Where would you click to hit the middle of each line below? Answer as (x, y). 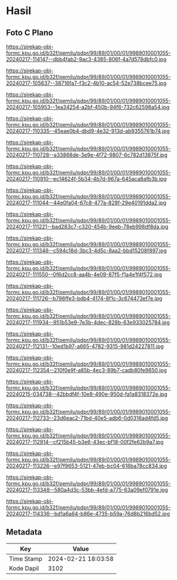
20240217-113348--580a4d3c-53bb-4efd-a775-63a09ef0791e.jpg (87, 490)
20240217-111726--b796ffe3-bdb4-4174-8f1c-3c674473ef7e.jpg (84, 298)
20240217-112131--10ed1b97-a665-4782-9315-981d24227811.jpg (85, 346)
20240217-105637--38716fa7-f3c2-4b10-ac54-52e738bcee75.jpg (86, 83)
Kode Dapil (24, 568)
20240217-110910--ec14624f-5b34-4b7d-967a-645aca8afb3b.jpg (86, 179)
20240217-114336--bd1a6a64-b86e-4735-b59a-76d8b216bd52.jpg (88, 514)
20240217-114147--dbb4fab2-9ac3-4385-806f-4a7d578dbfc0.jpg (86, 59)
